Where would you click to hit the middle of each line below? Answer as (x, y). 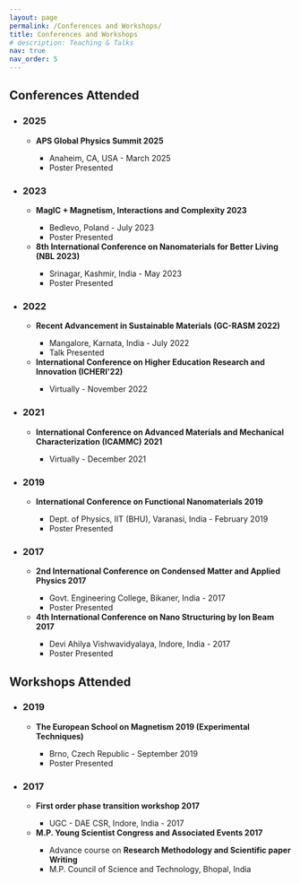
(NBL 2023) (58, 255)
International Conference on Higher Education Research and (150, 362)
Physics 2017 (61, 581)
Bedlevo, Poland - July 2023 (102, 227)
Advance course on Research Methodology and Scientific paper (170, 850)
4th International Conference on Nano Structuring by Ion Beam (155, 617)
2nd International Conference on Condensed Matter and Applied (158, 571)
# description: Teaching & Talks (72, 43)
